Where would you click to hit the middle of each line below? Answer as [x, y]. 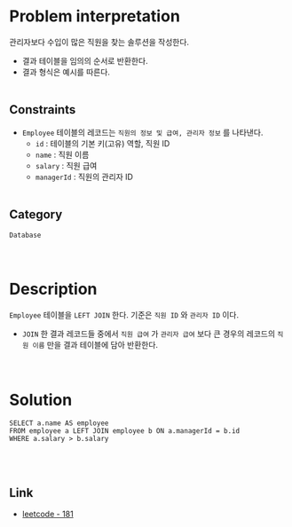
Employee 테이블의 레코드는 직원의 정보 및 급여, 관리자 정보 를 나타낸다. [142, 132]
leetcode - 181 [47, 514]
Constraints [43, 110]
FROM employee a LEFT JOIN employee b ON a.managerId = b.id [125, 431]
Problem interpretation [95, 16]
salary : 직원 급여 [66, 165]
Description [53, 289]
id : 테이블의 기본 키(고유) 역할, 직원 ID [103, 143]
